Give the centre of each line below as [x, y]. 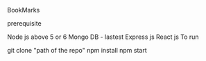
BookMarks [24, 10]
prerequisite [24, 23]
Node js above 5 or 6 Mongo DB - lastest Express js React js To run [103, 37]
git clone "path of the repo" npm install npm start [77, 50]
